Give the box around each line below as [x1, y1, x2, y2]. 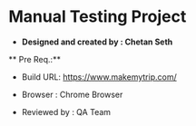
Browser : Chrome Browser [21, 89, 123, 100]
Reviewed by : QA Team [21, 106, 111, 117]
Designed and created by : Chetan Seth [21, 36, 173, 47]
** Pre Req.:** [8, 53, 61, 64]
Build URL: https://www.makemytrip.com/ [21, 71, 178, 82]
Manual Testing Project [8, 6, 187, 27]
